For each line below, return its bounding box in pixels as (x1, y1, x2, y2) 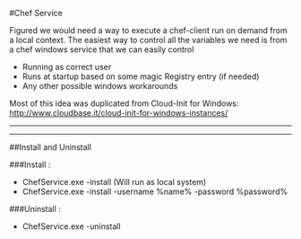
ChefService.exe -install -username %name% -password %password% (21, 186, 288, 197)
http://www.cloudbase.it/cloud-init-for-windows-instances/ (9, 108, 228, 118)
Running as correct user (21, 62, 112, 72)
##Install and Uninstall (9, 142, 92, 152)
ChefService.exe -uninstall (21, 221, 121, 232)
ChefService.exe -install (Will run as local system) (21, 177, 207, 187)
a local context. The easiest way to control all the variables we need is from (9, 35, 288, 45)
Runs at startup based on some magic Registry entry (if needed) (21, 71, 260, 82)
